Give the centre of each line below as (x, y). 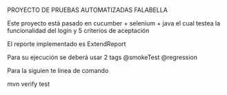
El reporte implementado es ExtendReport (67, 44)
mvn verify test (29, 84)
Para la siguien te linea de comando (58, 71)
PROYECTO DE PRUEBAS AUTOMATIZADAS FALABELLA (87, 10)
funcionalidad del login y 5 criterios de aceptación (78, 31)
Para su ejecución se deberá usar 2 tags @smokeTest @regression (102, 57)
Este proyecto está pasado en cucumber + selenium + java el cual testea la (114, 23)
